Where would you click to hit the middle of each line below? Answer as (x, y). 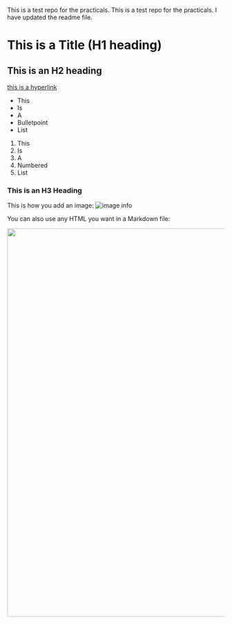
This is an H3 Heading (45, 191)
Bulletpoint (32, 123)
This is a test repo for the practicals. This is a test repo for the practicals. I (112, 10)
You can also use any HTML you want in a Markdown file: (89, 219)
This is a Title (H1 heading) (85, 45)
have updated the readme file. (50, 17)
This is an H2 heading (55, 71)
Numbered (32, 165)
